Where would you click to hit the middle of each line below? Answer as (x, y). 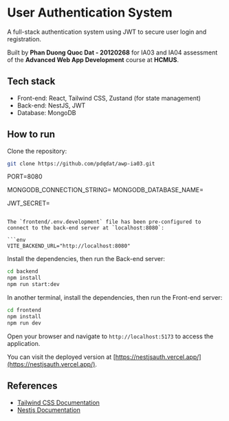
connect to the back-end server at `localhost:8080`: (86, 228)
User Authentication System (90, 13)
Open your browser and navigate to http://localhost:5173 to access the (110, 336)
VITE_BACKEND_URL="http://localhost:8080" (69, 246)
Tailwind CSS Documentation (58, 402)
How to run (31, 135)
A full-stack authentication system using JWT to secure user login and (107, 32)
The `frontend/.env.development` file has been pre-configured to (104, 222)
